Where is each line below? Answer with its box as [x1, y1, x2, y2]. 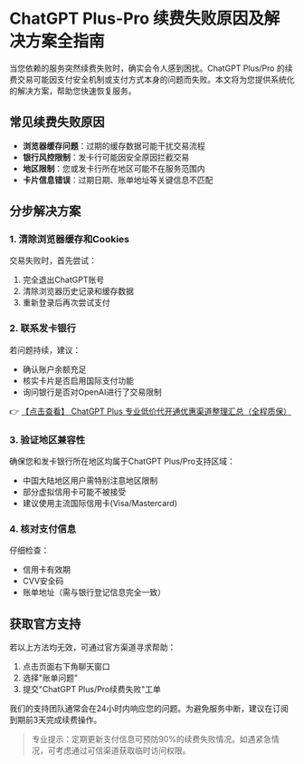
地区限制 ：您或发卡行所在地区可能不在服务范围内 [22, 162, 205, 173]
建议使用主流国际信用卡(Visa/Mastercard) [22, 498, 178, 509]
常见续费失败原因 [9, 114, 105, 130]
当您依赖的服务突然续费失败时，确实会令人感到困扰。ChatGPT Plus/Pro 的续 [9, 63, 293, 73]
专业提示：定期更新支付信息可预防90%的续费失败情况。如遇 [31, 734, 256, 745]
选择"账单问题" [22, 672, 79, 683]
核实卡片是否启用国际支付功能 [22, 375, 134, 386]
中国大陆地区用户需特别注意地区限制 [22, 475, 158, 486]
